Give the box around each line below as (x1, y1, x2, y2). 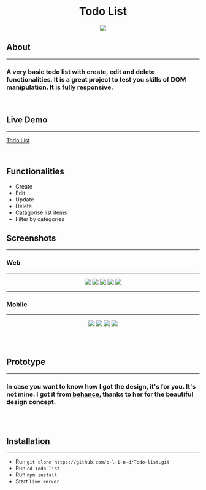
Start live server (15, 478, 60, 484)
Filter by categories (15, 215, 64, 222)
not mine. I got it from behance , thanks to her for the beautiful (6, 390, 194, 399)
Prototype (6, 357, 46, 367)
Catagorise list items (15, 209, 67, 216)
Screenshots (6, 233, 56, 244)
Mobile (6, 300, 28, 308)
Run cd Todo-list (15, 465, 60, 472)
